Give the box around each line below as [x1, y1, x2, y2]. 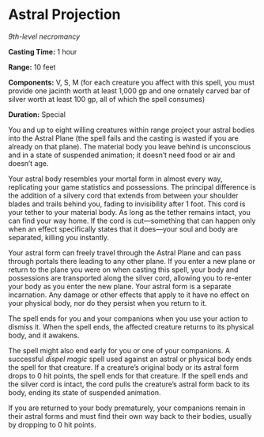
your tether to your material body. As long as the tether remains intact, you [8, 207, 251, 217]
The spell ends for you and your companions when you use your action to [8, 314, 248, 323]
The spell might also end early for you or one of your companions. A [8, 345, 231, 355]
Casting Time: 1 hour [8, 47, 77, 56]
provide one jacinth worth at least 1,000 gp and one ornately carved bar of [8, 85, 251, 96]
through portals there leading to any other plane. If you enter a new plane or [8, 256, 255, 266]
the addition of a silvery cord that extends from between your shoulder [8, 190, 239, 200]
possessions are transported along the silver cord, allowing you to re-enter [8, 273, 251, 282]
